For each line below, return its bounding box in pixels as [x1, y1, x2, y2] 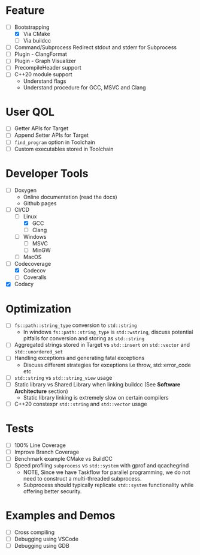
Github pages [23, 199, 57, 207]
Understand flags [23, 77, 66, 85]
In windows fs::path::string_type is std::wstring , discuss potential [23, 328, 193, 336]
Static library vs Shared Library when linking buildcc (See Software [14, 380, 181, 388]
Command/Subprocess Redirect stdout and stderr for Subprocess [14, 44, 177, 51]
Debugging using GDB [14, 542, 69, 549]
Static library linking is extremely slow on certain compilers [23, 394, 169, 401]
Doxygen [14, 187, 37, 194]
